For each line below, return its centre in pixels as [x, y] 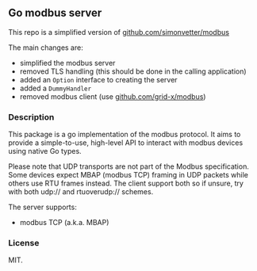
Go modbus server [55, 13]
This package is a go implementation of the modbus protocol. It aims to [125, 135]
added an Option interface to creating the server [98, 79]
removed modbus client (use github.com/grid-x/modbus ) [113, 96]
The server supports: [42, 207]
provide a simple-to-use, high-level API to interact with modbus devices [126, 143]
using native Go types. [45, 151]
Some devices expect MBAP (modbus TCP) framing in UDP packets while [128, 175]
